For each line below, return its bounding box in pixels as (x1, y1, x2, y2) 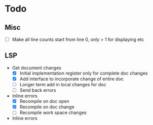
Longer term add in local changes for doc (19, 82, 106, 87)
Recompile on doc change (19, 104, 74, 110)
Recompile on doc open (19, 98, 69, 104)
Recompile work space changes (19, 109, 87, 116)
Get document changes (12, 65, 61, 71)
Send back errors (19, 87, 56, 93)
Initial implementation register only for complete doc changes (19, 70, 148, 76)
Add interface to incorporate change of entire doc (19, 76, 124, 82)
